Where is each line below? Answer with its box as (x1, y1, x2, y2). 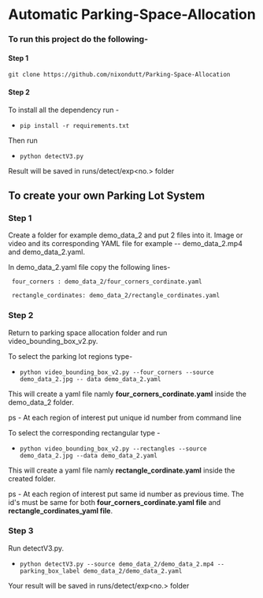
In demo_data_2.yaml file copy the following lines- (8, 263, 171, 272)
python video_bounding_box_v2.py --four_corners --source (19, 368, 214, 376)
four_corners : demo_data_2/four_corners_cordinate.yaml (11, 278, 202, 286)
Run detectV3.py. (8, 543, 65, 553)
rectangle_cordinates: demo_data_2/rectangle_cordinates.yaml (11, 292, 220, 300)
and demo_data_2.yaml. (8, 247, 85, 257)
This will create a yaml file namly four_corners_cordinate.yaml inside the (8, 389, 246, 398)
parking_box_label (19, 566, 80, 575)
